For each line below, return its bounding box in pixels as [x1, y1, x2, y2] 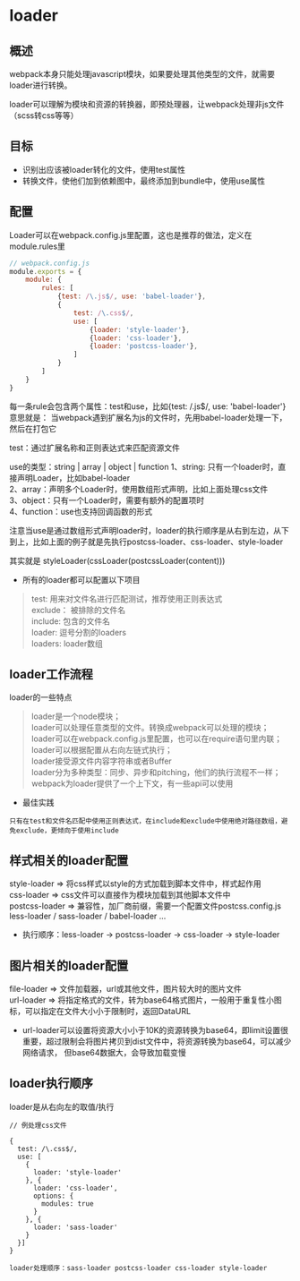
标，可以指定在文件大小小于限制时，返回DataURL [9, 1006, 191, 1017]
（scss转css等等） [9, 110, 79, 121]
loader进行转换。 [9, 80, 73, 90]
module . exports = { [9, 267, 82, 276]
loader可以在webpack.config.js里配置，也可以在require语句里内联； [30, 733, 283, 744]
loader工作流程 [9, 667, 94, 682]
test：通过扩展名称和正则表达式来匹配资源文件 [9, 442, 181, 453]
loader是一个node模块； [30, 711, 121, 722]
